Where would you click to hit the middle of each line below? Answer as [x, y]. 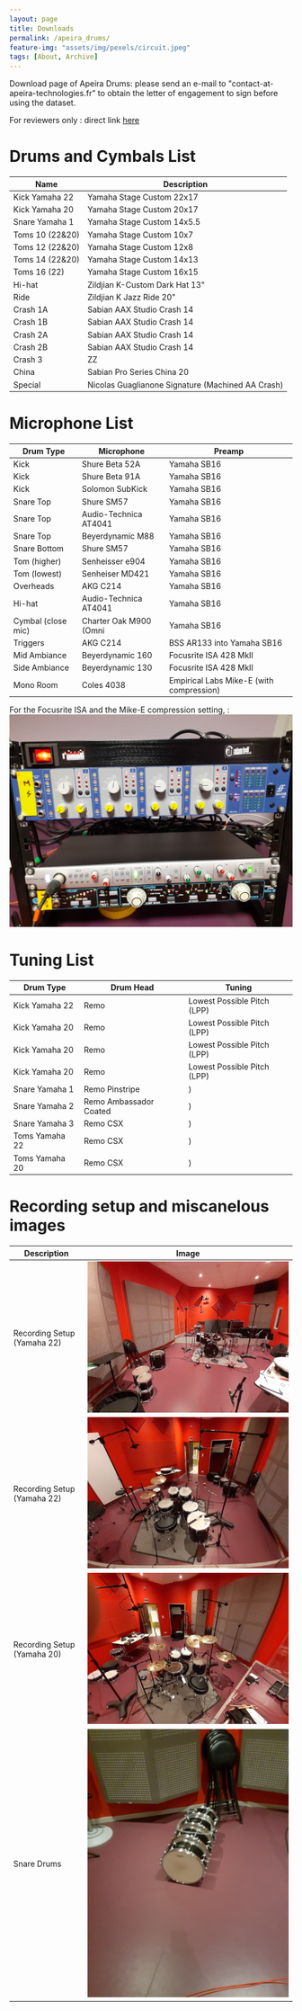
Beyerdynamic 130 [117, 668]
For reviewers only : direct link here [75, 121]
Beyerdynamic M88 [118, 536]
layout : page [34, 19]
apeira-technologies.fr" [53, 94]
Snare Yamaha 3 [44, 1123]
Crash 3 [28, 360]
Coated [98, 1111]
